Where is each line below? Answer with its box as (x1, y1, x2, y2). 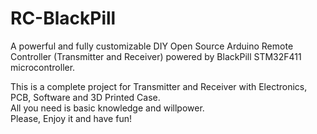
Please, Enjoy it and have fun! (10, 112, 132, 124)
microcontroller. (10, 61, 76, 73)
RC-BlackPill (10, 7, 117, 30)
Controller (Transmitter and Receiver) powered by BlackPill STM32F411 (10, 50, 302, 62)
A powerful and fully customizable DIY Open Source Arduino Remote (10, 40, 294, 52)
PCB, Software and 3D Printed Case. (10, 91, 161, 103)
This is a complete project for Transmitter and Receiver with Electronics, (10, 80, 308, 92)
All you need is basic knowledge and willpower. (10, 102, 205, 114)
